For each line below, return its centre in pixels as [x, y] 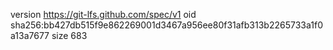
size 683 [69, 35]
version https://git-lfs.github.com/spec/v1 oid [103, 14]
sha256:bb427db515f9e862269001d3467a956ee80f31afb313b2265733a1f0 [166, 25]
